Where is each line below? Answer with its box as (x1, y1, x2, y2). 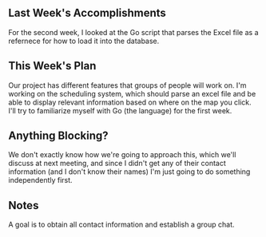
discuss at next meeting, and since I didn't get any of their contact (8, 159, 226, 168)
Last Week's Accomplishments (8, 6, 166, 20)
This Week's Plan (8, 59, 97, 73)
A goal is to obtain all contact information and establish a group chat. (8, 219, 235, 230)
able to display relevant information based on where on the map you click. (8, 97, 252, 107)
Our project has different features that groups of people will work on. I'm (8, 80, 247, 90)
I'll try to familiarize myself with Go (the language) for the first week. (8, 105, 232, 115)
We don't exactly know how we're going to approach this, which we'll (8, 150, 236, 160)
